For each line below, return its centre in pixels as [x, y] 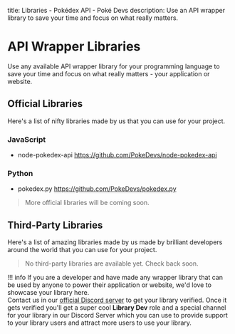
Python [20, 173]
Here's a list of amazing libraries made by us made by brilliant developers [115, 242]
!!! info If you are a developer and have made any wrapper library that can [115, 278]
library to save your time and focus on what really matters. [93, 18]
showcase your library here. [48, 293]
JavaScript [27, 140]
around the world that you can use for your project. [82, 250]
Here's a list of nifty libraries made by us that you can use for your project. [116, 121]
